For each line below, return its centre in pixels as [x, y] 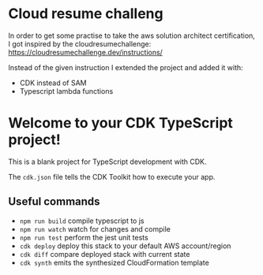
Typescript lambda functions [66, 91]
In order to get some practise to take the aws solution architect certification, [131, 35]
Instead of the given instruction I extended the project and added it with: [126, 67]
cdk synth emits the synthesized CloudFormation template [114, 262]
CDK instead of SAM [53, 83]
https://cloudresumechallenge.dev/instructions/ [86, 52]
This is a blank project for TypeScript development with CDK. [107, 162]
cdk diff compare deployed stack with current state [105, 254]
